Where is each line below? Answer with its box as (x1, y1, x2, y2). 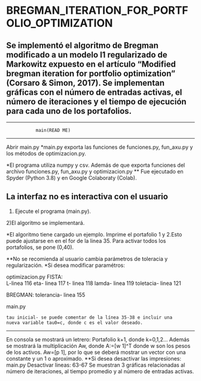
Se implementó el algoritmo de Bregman (6, 40, 159, 50)
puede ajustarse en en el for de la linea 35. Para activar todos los (6, 237, 166, 244)
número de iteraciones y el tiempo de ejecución (6, 97, 187, 107)
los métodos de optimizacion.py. (6, 150, 87, 157)
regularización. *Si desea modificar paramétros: (6, 262, 126, 269)
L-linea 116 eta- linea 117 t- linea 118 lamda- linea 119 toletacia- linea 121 (6, 280, 181, 287)
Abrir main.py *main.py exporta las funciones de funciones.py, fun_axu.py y (6, 143, 193, 151)
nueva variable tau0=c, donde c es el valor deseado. (6, 319, 144, 326)
